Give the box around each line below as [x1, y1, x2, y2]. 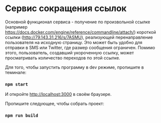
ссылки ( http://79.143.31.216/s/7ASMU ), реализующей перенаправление [5, 34, 153, 40]
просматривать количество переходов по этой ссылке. [5, 55, 120, 61]
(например [5, 24, 28, 30]
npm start [5, 81, 28, 87]
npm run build [5, 113, 38, 119]
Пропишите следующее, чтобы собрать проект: [5, 101, 104, 107]
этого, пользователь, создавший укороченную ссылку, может [5, 49, 134, 56]
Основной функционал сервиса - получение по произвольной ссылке [5, 19, 150, 25]
